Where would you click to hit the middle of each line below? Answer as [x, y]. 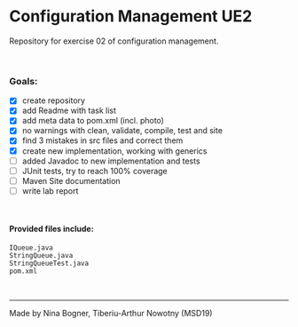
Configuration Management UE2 [131, 16]
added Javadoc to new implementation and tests [111, 161]
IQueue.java [31, 248]
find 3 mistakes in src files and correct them [102, 140]
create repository [54, 100]
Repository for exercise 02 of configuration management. [114, 41]
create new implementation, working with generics [114, 151]
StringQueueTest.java [49, 264]
